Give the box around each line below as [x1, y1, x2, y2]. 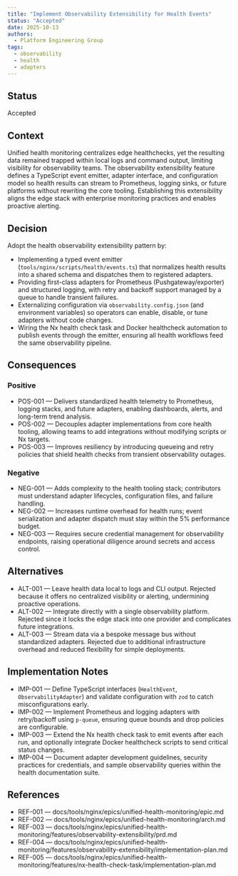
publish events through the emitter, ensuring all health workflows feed [17, 331, 224, 340]
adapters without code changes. [17, 316, 113, 325]
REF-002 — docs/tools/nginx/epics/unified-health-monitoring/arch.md [17, 815, 226, 824]
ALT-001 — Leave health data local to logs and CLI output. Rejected [17, 584, 216, 593]
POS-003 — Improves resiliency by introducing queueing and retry [17, 442, 214, 450]
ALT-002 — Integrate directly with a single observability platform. [17, 607, 210, 615]
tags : [7, 44, 24, 51]
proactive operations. [17, 599, 81, 608]
